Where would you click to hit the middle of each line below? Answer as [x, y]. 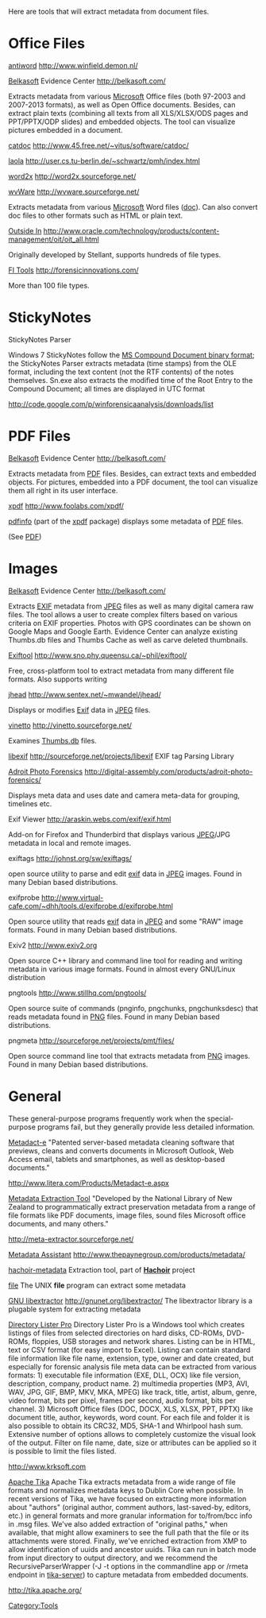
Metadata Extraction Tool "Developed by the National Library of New [120, 1198]
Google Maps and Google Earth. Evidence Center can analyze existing [123, 631]
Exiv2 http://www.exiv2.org [53, 945]
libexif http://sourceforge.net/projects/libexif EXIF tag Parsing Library [121, 756]
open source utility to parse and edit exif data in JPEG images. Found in [125, 874]
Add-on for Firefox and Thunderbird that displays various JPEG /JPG [119, 834]
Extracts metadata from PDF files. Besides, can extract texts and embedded [132, 473]
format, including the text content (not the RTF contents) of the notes [121, 372]
